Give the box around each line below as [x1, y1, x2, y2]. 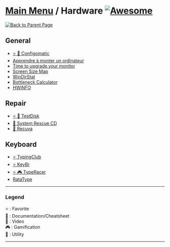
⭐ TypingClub [12, 154, 41, 160]
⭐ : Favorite [5, 205, 29, 212]
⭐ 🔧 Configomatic [12, 50, 50, 56]
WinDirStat [12, 73, 35, 79]
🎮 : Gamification [5, 224, 40, 230]
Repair [5, 99, 26, 108]
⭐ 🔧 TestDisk [12, 113, 39, 119]
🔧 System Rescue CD [12, 120, 57, 126]
